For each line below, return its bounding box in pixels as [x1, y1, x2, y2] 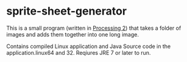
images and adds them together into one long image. [6, 30, 139, 38]
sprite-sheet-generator [6, 4, 127, 18]
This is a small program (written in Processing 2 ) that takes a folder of [6, 24, 182, 32]
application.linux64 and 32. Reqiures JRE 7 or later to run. [6, 49, 151, 56]
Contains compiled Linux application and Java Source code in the [6, 43, 171, 50]
